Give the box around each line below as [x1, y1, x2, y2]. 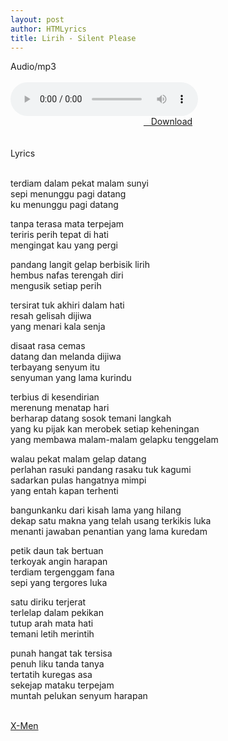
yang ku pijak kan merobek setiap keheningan [10, 423, 200, 435]
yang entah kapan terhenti [10, 485, 119, 497]
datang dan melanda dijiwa [10, 351, 122, 363]
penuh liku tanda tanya [10, 658, 105, 670]
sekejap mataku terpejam [10, 679, 115, 691]
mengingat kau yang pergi [10, 239, 118, 251]
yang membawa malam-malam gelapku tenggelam [10, 434, 219, 446]
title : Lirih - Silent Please [10, 33, 137, 43]
